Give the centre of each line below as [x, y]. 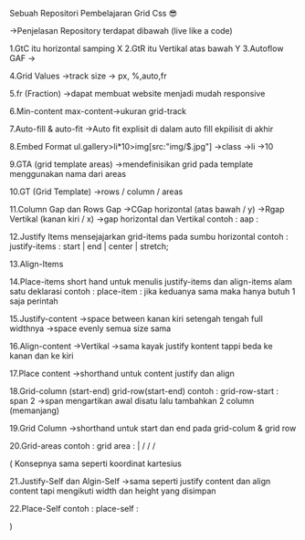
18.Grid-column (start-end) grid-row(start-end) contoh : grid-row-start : [144, 391]
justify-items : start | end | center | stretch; [89, 246]
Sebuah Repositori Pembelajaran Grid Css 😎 [94, 13]
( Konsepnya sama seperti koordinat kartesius [96, 463]
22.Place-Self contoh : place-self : [74, 509]
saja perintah [34, 301]
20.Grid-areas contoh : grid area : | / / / [83, 446]
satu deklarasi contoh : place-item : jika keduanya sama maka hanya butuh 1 [152, 291]
